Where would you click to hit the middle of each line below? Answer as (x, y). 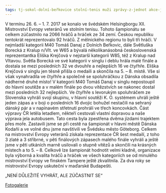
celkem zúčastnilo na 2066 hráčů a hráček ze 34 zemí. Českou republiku (79, 34)
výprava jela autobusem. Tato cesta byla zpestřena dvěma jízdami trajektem (82, 118)
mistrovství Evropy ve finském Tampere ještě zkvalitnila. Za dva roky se (78, 160)
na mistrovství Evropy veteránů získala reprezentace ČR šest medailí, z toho (82, 134)
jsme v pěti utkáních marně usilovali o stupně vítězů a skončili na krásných (81, 145)
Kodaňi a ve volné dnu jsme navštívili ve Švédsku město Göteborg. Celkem (81, 129)
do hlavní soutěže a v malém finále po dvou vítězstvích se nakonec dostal (80, 87)
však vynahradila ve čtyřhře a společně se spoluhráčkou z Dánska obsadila (82, 76)
